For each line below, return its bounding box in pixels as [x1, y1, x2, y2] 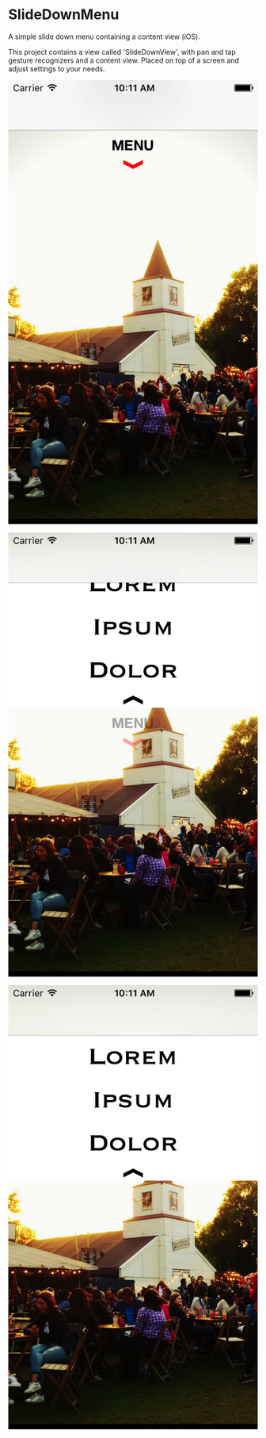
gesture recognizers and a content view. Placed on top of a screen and [8, 56, 240, 65]
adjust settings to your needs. [8, 63, 105, 73]
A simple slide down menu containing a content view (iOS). [8, 32, 200, 41]
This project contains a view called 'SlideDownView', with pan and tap [8, 47, 236, 56]
